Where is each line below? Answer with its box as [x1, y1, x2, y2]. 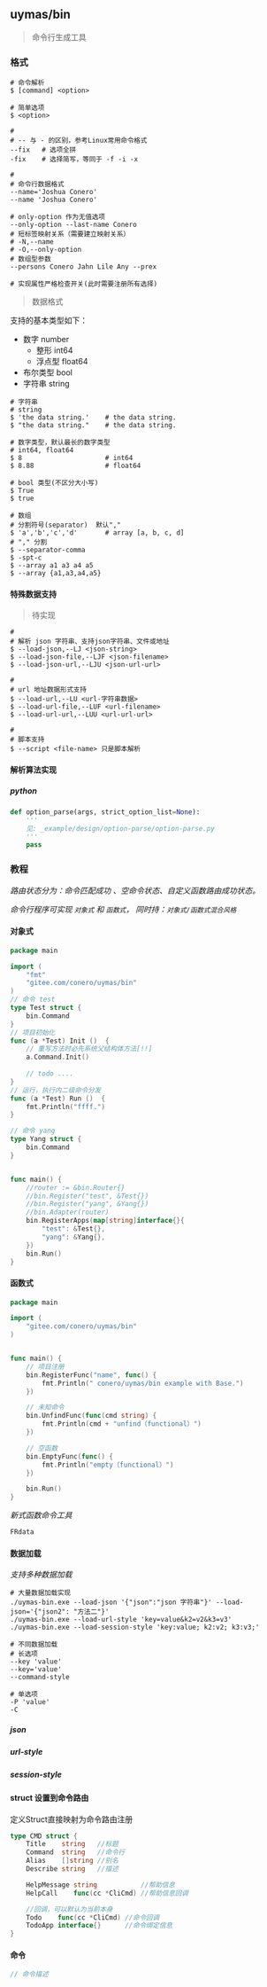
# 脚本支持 [10, 735, 45, 744]
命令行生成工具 [31, 31, 87, 43]
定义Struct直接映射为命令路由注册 [10, 1813, 133, 1825]
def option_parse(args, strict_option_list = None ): [10, 807, 201, 817]
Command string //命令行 [26, 1848, 126, 1857]
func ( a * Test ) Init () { [10, 1037, 110, 1045]
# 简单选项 [10, 104, 45, 113]
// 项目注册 [26, 1362, 65, 1371]
